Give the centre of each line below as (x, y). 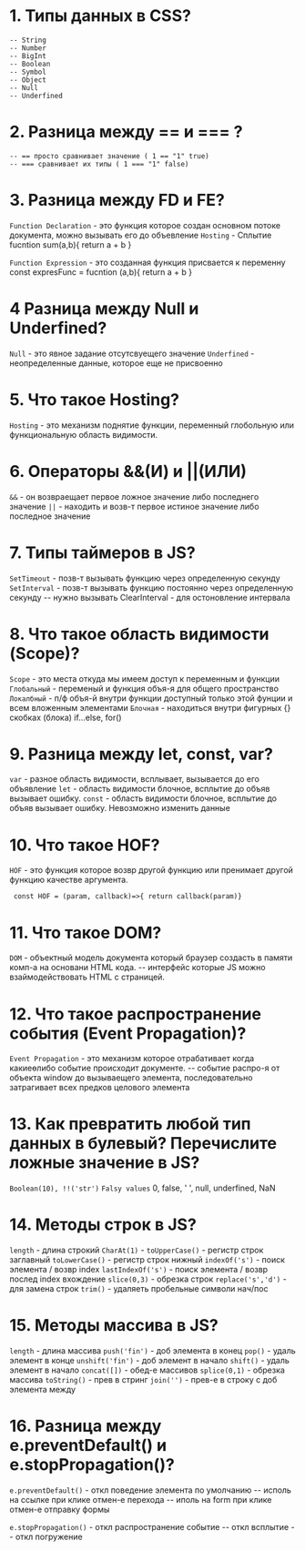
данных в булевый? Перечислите (143, 1144)
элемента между (42, 1390)
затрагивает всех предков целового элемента (100, 1088)
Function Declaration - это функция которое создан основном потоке (145, 225)
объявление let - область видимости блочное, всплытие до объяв (140, 789)
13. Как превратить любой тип (131, 1124)
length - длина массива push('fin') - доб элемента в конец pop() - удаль (152, 1351)
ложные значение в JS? (105, 1163)
